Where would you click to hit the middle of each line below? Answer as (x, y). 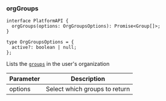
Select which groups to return (88, 89)
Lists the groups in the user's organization (58, 64)
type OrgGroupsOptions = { (40, 42)
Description (88, 79)
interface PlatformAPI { (37, 21)
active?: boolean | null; (44, 47)
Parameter (25, 79)
